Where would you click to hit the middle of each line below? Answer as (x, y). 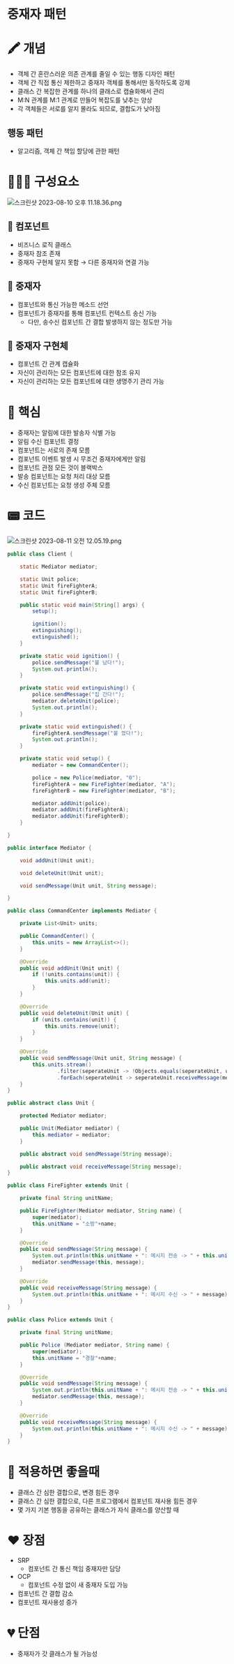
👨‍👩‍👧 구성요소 (43, 182)
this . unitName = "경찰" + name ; (75, 1358)
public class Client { (40, 554)
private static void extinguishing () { (78, 688)
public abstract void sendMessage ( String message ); (96, 1154)
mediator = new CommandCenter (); (81, 765)
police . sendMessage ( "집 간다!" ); (79, 695)
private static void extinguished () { (76, 726)
